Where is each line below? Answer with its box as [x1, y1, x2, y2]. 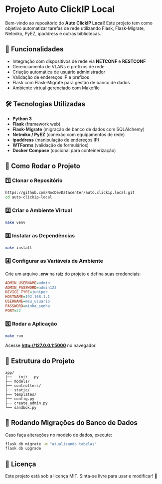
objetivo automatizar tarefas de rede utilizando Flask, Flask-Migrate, [5, 25, 145, 31]
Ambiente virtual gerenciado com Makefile [12, 85, 100, 91]
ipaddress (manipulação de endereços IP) [12, 137, 100, 143]
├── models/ [5, 379, 30, 384]
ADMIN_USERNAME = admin [5, 280, 50, 285]
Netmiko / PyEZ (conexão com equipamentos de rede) [12, 131, 125, 138]
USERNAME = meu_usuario [5, 299, 50, 304]
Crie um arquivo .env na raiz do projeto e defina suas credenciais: [5, 271, 141, 277]
